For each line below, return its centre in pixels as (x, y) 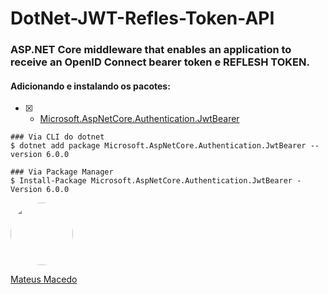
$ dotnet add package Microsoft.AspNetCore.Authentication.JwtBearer (158, 146)
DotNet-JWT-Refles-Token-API (142, 18)
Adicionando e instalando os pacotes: (90, 86)
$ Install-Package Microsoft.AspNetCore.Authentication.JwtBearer (151, 181)
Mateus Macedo (44, 279)
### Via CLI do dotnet (57, 137)
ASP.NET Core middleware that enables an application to (151, 50)
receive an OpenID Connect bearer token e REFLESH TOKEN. (160, 62)
